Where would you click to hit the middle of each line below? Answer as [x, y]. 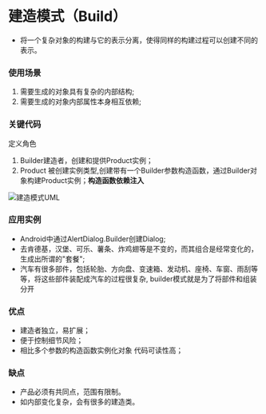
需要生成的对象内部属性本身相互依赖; [81, 102]
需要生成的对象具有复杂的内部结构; [77, 92]
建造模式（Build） [67, 16]
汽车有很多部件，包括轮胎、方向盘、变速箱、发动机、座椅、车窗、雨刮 [135, 269]
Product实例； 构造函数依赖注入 [93, 180]
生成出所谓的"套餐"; [52, 259]
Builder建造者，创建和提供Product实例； [86, 160]
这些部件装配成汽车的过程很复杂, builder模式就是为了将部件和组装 [149, 279]
